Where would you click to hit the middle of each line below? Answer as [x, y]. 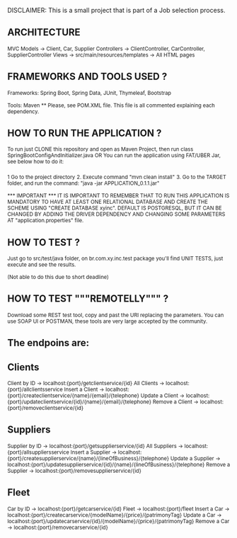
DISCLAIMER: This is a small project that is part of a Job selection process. [116, 10]
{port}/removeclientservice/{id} [45, 408]
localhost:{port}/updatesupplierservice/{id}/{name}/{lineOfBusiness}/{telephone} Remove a [119, 464]
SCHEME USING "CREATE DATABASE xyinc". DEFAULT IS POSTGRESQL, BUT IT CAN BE [115, 208]
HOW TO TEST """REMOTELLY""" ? [88, 299]
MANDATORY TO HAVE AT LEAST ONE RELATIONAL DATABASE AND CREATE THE [108, 202]
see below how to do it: [36, 162]
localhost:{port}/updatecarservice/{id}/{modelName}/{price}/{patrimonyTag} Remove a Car [118, 521]
